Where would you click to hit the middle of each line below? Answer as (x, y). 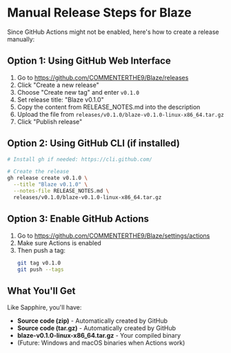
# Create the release (38, 172)
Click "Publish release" (50, 122)
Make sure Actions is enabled (59, 242)
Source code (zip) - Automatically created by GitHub (92, 321)
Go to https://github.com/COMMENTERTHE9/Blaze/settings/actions (113, 236)
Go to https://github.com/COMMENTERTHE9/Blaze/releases (103, 77)
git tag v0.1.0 (39, 263)
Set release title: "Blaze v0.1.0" (61, 99)
